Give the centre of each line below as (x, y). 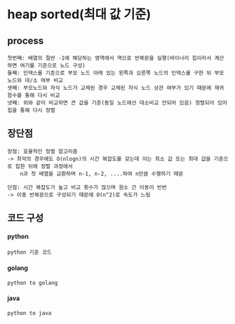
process (26, 40)
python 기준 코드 (30, 252)
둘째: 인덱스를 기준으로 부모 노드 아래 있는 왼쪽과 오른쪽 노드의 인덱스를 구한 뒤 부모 (116, 73)
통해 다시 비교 (42, 95)
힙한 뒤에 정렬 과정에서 (44, 166)
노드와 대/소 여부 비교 (35, 81)
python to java (29, 313)
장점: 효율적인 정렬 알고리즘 (42, 151)
